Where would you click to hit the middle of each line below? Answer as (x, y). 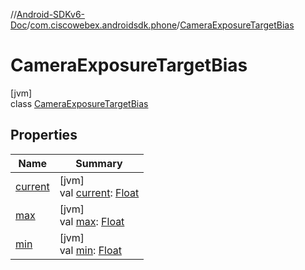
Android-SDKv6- (51, 14)
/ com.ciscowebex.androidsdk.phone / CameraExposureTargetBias (160, 25)
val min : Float (90, 250)
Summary (99, 163)
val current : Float (99, 192)
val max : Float (92, 221)
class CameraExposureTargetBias (79, 103)
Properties (44, 135)
